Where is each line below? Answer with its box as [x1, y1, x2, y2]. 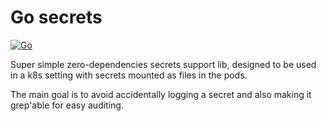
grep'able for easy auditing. [10, 99, 124, 111]
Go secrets [10, 6, 103, 29]
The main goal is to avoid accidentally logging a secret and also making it [10, 88, 312, 100]
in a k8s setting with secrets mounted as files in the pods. [10, 69, 248, 81]
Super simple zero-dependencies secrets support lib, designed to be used [10, 58, 317, 70]
